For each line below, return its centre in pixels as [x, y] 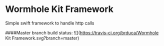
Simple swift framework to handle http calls [50, 23]
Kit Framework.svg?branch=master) [42, 38]
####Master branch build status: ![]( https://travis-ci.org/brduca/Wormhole [82, 32]
